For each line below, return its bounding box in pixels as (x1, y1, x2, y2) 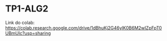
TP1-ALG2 (5, 3, 49, 14)
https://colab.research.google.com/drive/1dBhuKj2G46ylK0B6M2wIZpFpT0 (5, 24, 162, 30)
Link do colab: (5, 19, 35, 25)
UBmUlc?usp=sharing (5, 30, 51, 36)
